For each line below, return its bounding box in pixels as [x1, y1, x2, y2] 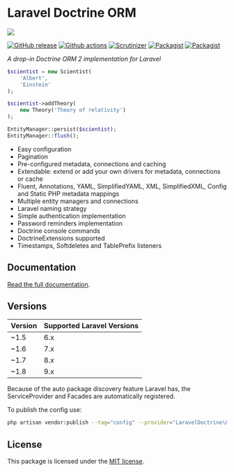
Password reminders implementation [17, 219, 123, 228]
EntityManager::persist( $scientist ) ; [7, 126, 117, 133]
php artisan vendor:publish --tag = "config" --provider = [7, 419, 173, 427]
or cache [17, 175, 43, 183]
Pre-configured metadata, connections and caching [17, 159, 166, 168]
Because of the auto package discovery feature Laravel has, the [7, 385, 192, 393]
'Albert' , [19, 75, 49, 82]
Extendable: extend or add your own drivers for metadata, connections [17, 167, 221, 175]
